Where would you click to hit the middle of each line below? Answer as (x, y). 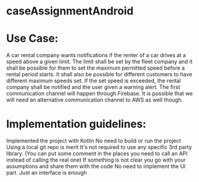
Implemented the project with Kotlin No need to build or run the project (94, 141)
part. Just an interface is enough (47, 173)
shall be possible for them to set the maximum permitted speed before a (96, 68)
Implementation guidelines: (76, 124)
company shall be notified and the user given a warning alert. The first (93, 87)
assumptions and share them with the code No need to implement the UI (96, 166)
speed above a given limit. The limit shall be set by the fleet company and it (99, 62)
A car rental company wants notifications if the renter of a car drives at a (96, 55)
